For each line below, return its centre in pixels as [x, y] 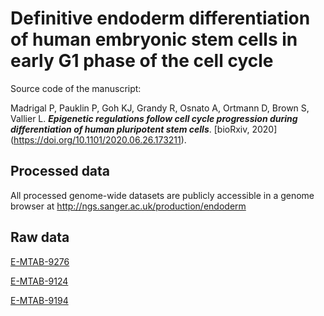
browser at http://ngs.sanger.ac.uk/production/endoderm [128, 206]
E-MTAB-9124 [39, 281]
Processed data [60, 171]
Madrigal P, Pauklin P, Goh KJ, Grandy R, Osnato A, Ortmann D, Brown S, [160, 108]
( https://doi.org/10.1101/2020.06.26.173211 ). [98, 139]
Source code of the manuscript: [76, 88]
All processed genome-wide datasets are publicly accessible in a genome [162, 195]
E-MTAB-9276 [40, 261]
